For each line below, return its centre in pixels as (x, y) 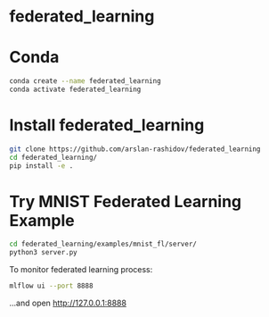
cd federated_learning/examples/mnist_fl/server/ (103, 244)
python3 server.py (43, 253)
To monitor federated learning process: (81, 270)
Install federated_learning (107, 125)
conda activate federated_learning (75, 89)
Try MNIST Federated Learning (126, 201)
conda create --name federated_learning (86, 81)
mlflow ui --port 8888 (51, 286)
